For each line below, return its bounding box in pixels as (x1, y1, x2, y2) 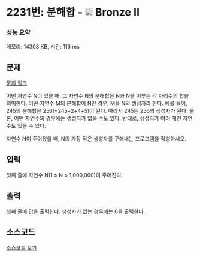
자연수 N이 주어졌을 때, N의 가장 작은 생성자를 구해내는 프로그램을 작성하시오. (6, 135, 187, 142)
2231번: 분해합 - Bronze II (6, 5, 140, 19)
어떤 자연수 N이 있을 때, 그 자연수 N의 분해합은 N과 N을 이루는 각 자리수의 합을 (6, 92, 189, 100)
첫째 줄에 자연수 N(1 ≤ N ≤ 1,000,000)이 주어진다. (6, 172, 123, 179)
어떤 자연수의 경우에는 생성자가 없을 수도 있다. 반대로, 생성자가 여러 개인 (14, 115, 181, 122)
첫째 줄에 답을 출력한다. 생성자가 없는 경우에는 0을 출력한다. (6, 208, 146, 215)
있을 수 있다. (17, 122, 47, 130)
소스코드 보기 (6, 244, 37, 251)
